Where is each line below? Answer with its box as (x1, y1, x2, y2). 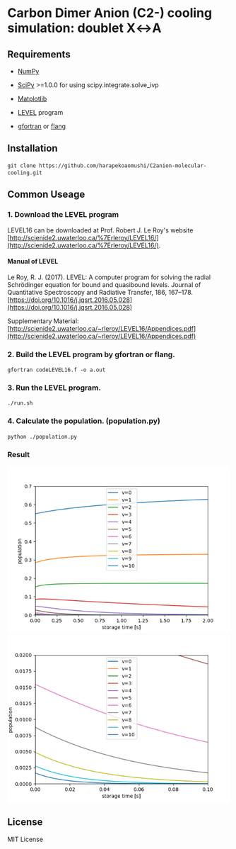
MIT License (7, 835, 44, 843)
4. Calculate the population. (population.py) (7, 416, 161, 426)
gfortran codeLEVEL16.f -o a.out (7, 366, 106, 373)
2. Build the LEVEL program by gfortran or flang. (7, 349, 175, 359)
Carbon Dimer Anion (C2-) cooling (7, 5, 213, 21)
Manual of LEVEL (7, 257, 59, 266)
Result (7, 449, 30, 459)
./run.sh (7, 400, 33, 407)
